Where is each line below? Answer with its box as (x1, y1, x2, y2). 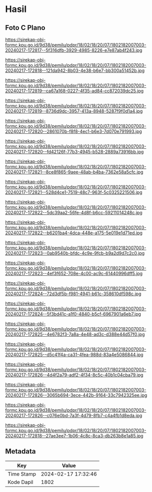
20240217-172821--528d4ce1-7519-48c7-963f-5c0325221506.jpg (5, 189, 142, 195)
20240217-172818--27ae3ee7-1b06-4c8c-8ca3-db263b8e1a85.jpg (5, 433, 143, 439)
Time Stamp (7, 471, 36, 478)
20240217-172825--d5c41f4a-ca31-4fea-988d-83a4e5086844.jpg (5, 352, 143, 358)
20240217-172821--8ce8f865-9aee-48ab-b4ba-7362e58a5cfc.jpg (5, 169, 143, 175)
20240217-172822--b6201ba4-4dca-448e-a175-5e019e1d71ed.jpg (5, 230, 142, 236)
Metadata (5, 447, 36, 456)
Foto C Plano (5, 23, 45, 32)
